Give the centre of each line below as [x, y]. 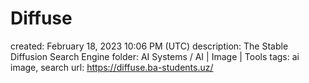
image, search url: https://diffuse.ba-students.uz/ [112, 67]
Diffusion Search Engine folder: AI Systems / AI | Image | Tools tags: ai [155, 56]
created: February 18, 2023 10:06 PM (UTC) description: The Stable [149, 46]
